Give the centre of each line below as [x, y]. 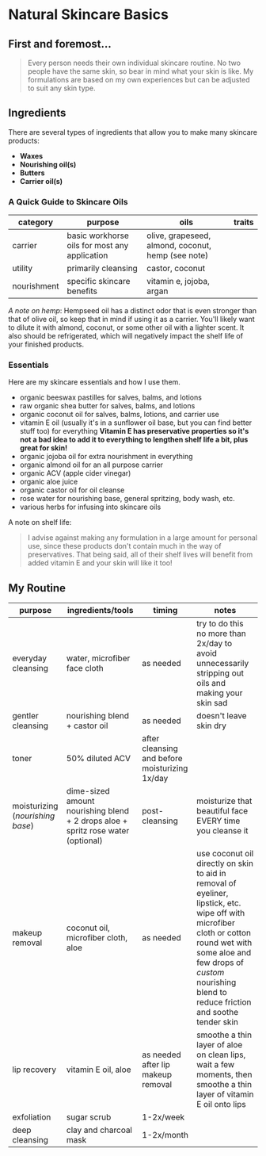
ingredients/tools [100, 611]
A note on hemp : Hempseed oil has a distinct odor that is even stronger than [133, 311]
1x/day [155, 779]
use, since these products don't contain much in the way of [124, 546]
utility [23, 269]
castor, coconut [176, 269]
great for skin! [44, 448]
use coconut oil [225, 854]
